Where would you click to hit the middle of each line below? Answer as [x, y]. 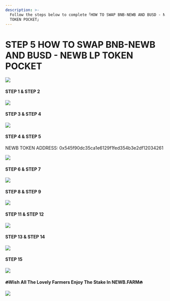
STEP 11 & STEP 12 [25, 214]
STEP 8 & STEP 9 [23, 191]
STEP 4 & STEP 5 [23, 137]
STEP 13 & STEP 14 [25, 237]
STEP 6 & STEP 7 [23, 169]
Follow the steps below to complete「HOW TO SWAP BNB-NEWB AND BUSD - [85, 15]
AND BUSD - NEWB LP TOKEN [69, 55]
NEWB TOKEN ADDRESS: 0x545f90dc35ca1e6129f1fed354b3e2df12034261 [84, 148]
